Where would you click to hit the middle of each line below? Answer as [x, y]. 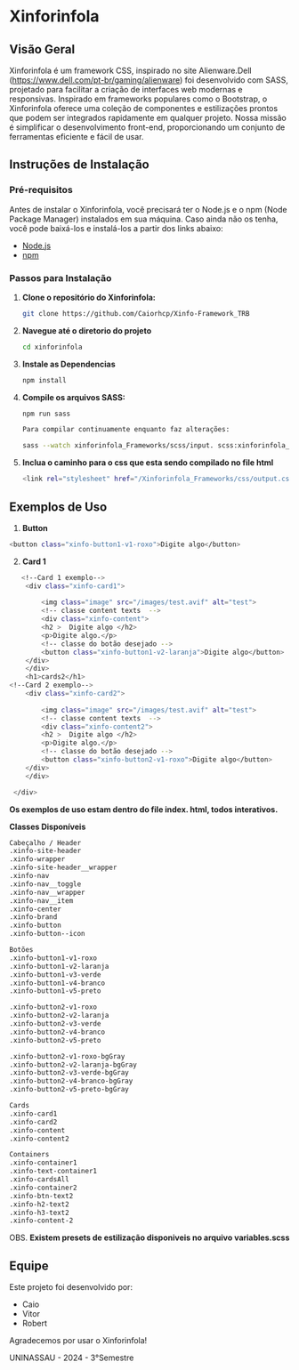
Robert [34, 1324]
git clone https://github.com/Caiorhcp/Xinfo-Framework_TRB [136, 313]
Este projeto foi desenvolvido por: [71, 1287]
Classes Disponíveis [48, 826]
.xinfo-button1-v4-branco [57, 983]
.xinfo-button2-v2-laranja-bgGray [73, 1065]
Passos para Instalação [61, 278]
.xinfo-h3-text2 [39, 1213]
